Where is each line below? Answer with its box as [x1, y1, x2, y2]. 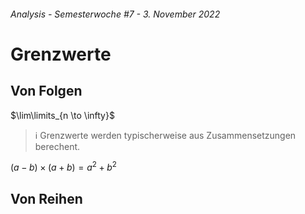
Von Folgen [10, 83, 83, 100]
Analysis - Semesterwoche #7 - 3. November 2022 [10, 8, 221, 20]
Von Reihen [10, 190, 83, 207]
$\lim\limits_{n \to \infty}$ [10, 109, 115, 121]
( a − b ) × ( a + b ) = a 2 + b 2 [10, 160, 117, 174]
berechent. [34, 140, 81, 152]
